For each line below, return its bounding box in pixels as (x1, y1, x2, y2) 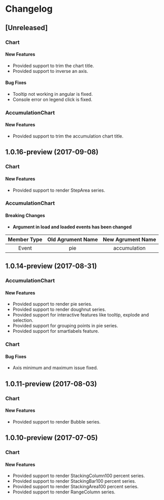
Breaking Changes (5, 213, 45, 219)
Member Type (8, 235, 43, 243)
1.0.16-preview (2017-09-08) (5, 148, 99, 156)
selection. (12, 317, 34, 324)
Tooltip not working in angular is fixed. (12, 91, 93, 97)
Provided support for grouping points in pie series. (12, 323, 118, 329)
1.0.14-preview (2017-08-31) (5, 262, 97, 271)
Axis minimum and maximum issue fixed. (12, 365, 98, 371)
